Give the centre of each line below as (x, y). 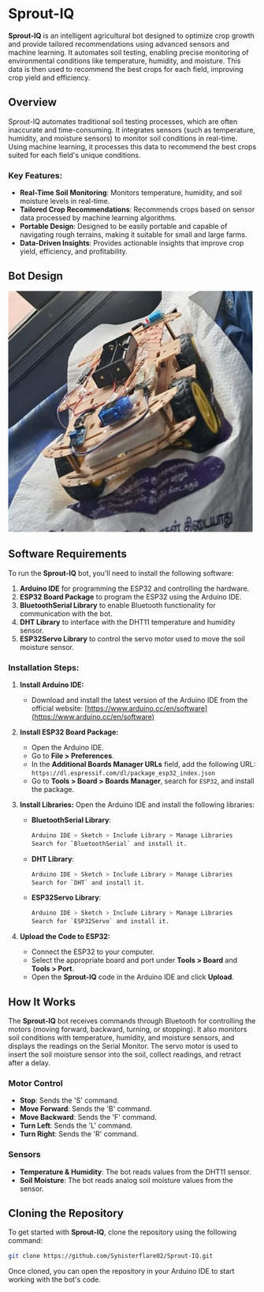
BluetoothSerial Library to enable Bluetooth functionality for (117, 605)
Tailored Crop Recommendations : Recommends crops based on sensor (137, 209)
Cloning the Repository (66, 1213)
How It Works (42, 1002)
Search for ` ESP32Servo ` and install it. (100, 922)
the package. (53, 789)
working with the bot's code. (54, 1279)
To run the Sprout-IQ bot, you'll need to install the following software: (121, 573)
